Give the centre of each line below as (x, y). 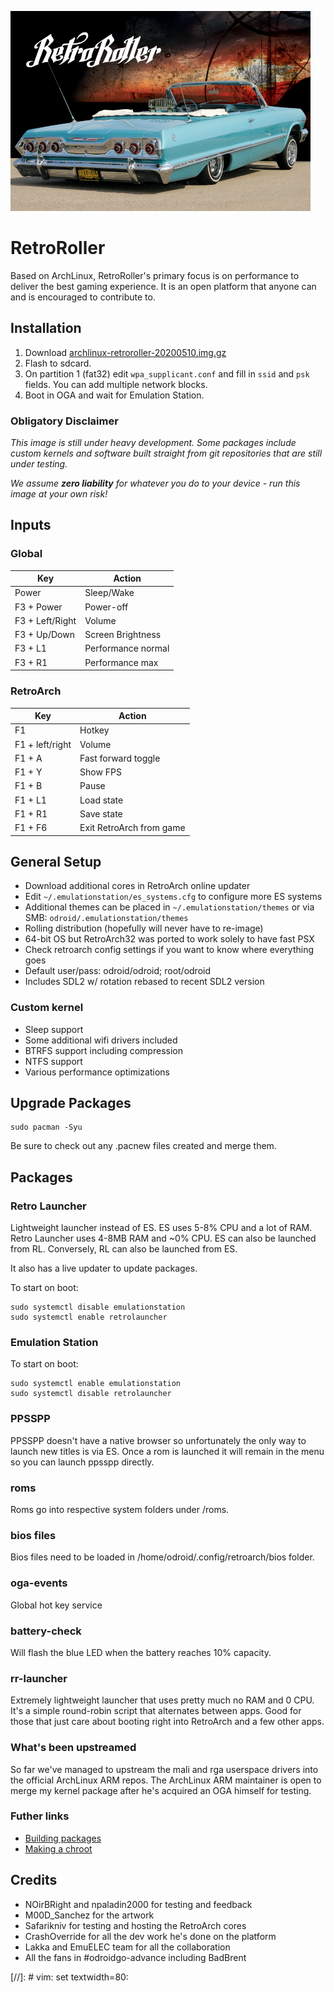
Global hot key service (56, 1605)
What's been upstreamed (73, 1748)
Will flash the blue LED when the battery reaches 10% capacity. (141, 1652)
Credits (34, 1880)
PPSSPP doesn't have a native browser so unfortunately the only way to (158, 1440)
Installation (46, 328)
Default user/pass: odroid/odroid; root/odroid (118, 971)
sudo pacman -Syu (46, 1127)
